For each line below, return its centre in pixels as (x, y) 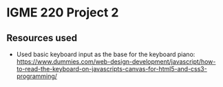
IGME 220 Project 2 (63, 13)
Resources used (42, 38)
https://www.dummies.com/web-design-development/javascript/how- (116, 62)
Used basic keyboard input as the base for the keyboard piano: (106, 54)
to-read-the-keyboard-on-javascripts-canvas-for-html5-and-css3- (111, 69)
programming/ (37, 76)
